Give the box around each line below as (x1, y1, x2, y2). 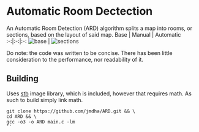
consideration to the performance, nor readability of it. (6, 56, 144, 63)
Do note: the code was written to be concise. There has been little (6, 49, 173, 56)
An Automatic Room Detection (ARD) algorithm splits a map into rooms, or (6, 24, 193, 32)
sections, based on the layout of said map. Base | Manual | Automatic (6, 31, 181, 38)
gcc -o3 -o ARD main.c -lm (6, 119, 75, 125)
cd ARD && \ (6, 113, 37, 120)
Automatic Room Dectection (6, 4, 153, 18)
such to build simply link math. (6, 96, 83, 103)
